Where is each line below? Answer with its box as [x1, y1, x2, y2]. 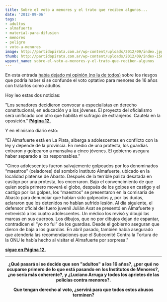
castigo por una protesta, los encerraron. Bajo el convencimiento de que [5, 179, 153, 185]
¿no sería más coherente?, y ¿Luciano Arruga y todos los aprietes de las [7, 272, 160, 278]
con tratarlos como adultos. [5, 83, 62, 89]
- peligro [5, 40, 26, 45]
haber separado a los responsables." [5, 153, 81, 159]
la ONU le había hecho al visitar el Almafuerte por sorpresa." [5, 237, 129, 243]
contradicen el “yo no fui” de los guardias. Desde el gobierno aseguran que [5, 221, 160, 227]
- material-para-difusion [5, 30, 59, 35]
